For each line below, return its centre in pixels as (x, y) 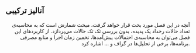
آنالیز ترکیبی (25, 11)
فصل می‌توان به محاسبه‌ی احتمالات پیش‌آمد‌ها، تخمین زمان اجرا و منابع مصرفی (105, 37)
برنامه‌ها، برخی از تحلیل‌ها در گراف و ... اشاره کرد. (135, 43)
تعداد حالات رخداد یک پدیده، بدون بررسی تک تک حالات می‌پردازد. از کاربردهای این (102, 31)
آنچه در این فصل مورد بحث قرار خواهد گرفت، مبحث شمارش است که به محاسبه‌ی (101, 24)
